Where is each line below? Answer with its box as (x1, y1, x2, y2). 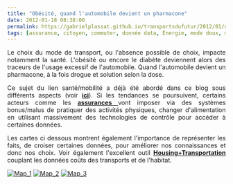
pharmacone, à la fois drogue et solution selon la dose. (7, 71, 164, 79)
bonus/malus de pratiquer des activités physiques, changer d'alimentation (7, 106, 226, 114)
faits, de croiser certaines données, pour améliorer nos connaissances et (7, 141, 226, 149)
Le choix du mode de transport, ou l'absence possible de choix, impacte (7, 48, 226, 57)
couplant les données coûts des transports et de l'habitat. (7, 156, 172, 165)
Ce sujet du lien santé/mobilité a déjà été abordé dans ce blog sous (7, 84, 226, 92)
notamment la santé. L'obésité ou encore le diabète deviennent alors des (7, 56, 226, 64)
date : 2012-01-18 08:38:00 (7, 17, 85, 24)
